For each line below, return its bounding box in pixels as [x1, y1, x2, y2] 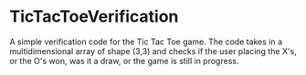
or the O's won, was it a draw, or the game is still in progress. [9, 55, 239, 66]
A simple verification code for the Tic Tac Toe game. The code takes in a [9, 36, 283, 47]
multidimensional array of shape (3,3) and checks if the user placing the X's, [9, 45, 297, 56]
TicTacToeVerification [9, 6, 179, 27]
